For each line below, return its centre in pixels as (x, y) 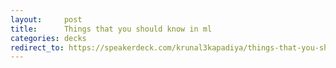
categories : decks (48, 38)
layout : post (46, 19)
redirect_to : (37, 47)
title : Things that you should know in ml (111, 29)
